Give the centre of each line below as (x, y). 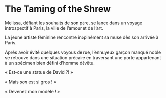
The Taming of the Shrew (58, 9)
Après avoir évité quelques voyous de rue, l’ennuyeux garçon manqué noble (83, 52)
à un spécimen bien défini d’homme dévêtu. (50, 63)
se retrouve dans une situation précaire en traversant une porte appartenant (83, 57)
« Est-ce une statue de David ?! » (39, 72)
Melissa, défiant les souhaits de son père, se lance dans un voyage (74, 23)
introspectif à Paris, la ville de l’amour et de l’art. (54, 28)
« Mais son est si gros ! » (31, 82)
